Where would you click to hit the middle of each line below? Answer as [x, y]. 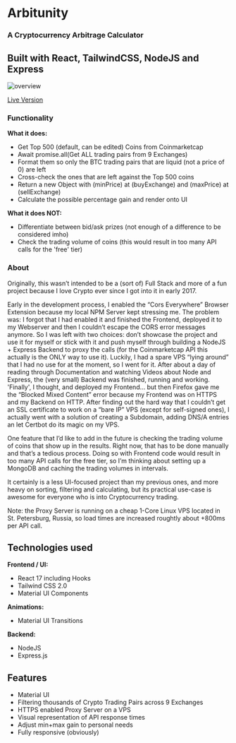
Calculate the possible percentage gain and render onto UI [103, 200]
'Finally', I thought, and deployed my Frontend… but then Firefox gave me [113, 387]
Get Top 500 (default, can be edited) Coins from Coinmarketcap [110, 147]
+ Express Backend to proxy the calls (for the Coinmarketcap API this [107, 349]
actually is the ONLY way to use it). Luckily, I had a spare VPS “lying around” [118, 357]
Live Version [25, 100]
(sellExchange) [39, 192]
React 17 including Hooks [54, 578]
